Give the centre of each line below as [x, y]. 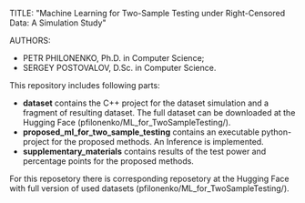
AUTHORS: [30, 41]
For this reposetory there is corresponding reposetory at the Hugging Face [149, 178]
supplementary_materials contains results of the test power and [144, 151]
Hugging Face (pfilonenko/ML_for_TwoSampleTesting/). [127, 122]
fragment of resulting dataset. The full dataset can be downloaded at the [159, 112]
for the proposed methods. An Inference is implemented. [158, 142]
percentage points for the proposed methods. [108, 161]
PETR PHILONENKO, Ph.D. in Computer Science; [113, 58]
